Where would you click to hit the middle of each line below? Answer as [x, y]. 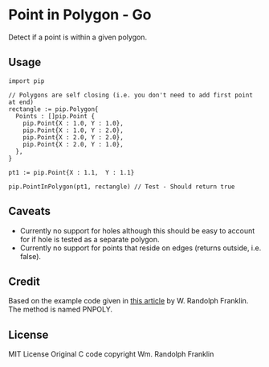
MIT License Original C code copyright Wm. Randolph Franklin [111, 354]
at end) [21, 102]
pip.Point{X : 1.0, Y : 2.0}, [73, 130]
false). [31, 256]
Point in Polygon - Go [80, 15]
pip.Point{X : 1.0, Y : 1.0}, [73, 123]
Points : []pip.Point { [55, 116]
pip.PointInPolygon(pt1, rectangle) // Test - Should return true [122, 187]
